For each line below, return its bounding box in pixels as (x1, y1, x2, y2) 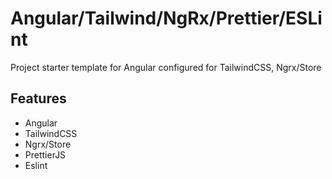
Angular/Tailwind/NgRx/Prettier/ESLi (10, 7, 323, 30)
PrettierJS (24, 148, 67, 161)
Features (10, 90, 67, 107)
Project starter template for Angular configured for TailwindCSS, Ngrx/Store (10, 61, 322, 73)
